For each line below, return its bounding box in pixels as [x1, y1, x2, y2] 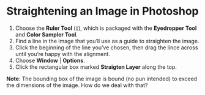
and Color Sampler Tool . [15, 30, 78, 38]
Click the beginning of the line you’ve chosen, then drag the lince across [15, 44, 198, 51]
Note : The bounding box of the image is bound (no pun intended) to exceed [6, 75, 198, 82]
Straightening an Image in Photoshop [6, 4, 199, 18]
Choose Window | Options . [15, 57, 86, 64]
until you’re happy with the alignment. [15, 50, 110, 57]
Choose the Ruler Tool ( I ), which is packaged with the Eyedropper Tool [15, 24, 197, 32]
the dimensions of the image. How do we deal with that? [6, 81, 148, 89]
